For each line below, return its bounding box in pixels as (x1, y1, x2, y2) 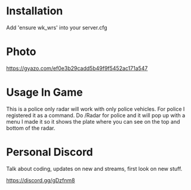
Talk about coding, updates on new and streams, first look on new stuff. (6, 165, 183, 172)
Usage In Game (6, 85, 83, 99)
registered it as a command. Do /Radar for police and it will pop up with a (6, 112, 186, 119)
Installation (6, 4, 63, 18)
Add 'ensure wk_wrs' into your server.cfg (6, 24, 107, 31)
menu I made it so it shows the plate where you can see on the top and (6, 118, 180, 125)
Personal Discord (6, 145, 94, 159)
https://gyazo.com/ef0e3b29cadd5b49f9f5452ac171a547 (6, 65, 148, 72)
